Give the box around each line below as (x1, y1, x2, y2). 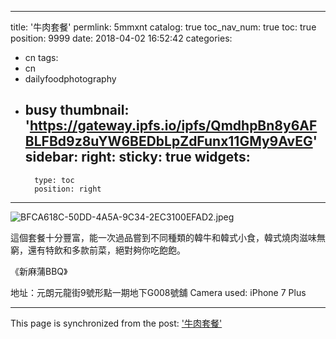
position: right (34, 184, 102, 194)
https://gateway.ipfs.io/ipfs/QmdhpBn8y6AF (29, 117, 318, 135)
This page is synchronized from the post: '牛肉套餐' (10, 317, 223, 329)
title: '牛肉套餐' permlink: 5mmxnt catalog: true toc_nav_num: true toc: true (10, 21, 317, 33)
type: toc (34, 175, 75, 185)
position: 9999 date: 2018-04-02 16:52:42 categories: (10, 32, 233, 44)
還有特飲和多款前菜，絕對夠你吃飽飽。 (27, 244, 186, 256)
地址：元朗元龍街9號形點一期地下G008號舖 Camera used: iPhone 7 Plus (10, 286, 307, 298)
